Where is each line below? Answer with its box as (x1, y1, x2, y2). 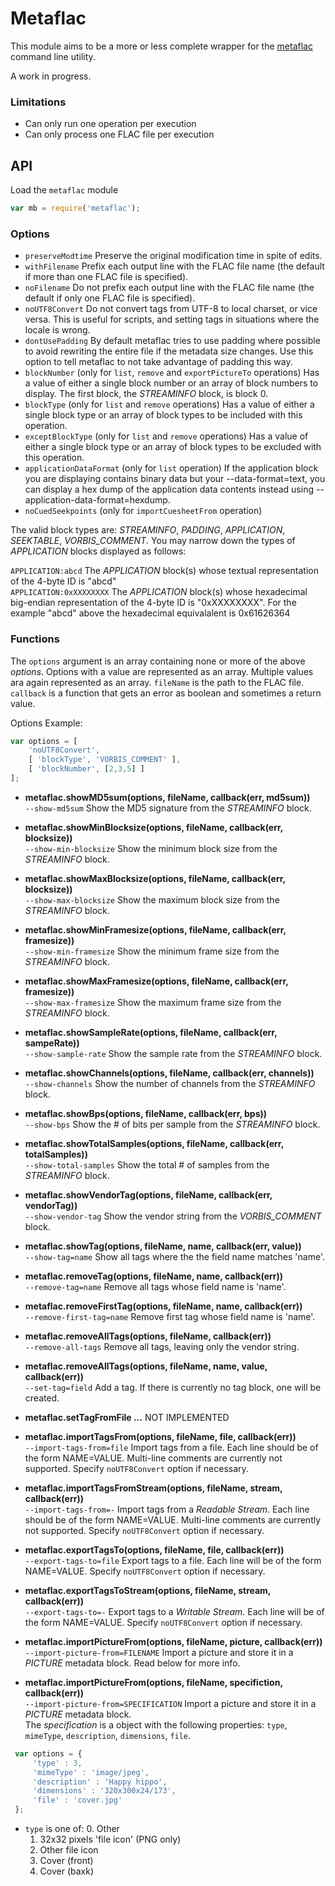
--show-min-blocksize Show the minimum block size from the (24, 842, 278, 854)
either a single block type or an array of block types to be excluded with (24, 441, 322, 453)
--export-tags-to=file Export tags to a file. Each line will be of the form (24, 1554, 322, 1566)
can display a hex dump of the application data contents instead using (24, 483, 315, 496)
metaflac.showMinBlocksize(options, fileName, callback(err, (24, 821, 284, 833)
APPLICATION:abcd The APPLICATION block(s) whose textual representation (10, 565, 319, 577)
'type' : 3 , (32, 1758, 83, 1768)
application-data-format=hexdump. (24, 494, 171, 506)
